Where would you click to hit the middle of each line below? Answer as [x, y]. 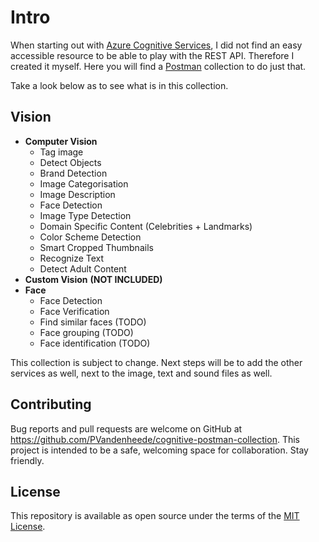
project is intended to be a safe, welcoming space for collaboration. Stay [159, 450]
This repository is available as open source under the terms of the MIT [155, 516]
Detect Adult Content [83, 268]
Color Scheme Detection [90, 237]
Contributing [51, 404]
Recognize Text [72, 258]
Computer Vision [61, 141]
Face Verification [74, 311]
